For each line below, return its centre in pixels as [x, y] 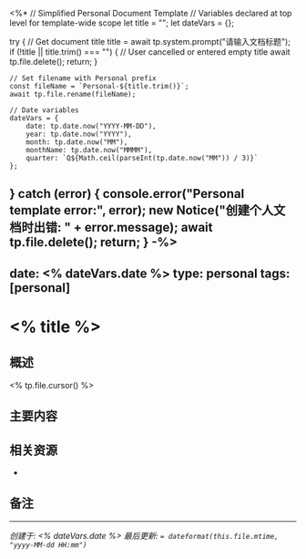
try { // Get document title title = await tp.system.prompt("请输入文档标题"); [150, 41]
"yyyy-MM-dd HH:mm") [49, 545]
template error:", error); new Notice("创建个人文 [148, 210]
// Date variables [44, 110]
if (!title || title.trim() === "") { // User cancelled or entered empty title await [150, 52]
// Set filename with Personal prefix [83, 78]
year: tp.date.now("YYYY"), [79, 134]
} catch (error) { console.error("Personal [127, 194]
